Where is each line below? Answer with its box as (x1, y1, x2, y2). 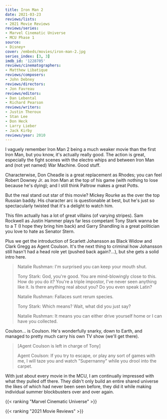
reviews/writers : (5, 105, 41, 110)
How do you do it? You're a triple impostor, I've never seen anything (17, 279, 157, 285)
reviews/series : (5, 26, 39, 31)
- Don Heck (5, 118, 28, 124)
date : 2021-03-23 (5, 12, 41, 17)
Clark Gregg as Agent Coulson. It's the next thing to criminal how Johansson (5, 243, 163, 250)
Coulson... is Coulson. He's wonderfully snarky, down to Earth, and (5, 328, 143, 334)
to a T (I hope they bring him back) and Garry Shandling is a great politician (5, 223, 160, 229)
